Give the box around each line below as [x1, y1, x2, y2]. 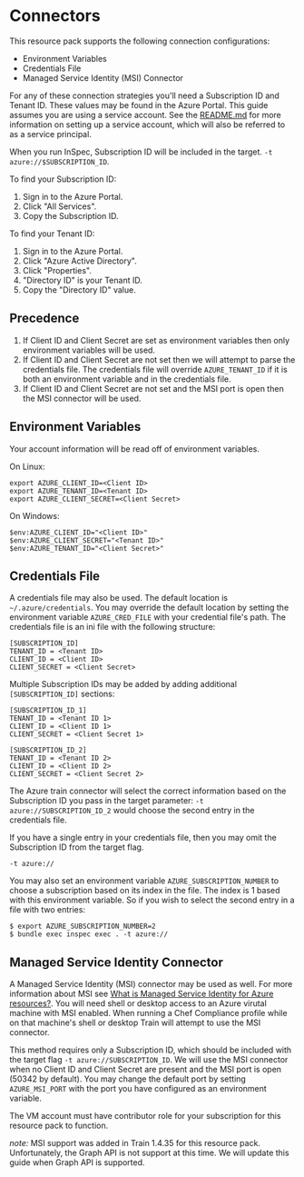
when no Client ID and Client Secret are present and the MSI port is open [9, 1064, 282, 1075]
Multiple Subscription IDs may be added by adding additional [9, 679, 238, 690]
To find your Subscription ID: [9, 174, 117, 185]
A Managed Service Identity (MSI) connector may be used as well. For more [9, 979, 293, 990]
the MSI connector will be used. [22, 393, 142, 404]
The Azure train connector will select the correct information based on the [9, 785, 287, 796]
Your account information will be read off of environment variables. [9, 443, 260, 454]
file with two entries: [9, 904, 86, 915]
